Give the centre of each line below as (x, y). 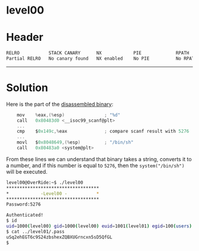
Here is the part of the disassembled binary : (60, 104)
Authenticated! (25, 215)
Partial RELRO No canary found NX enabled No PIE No (94, 58)
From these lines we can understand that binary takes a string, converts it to (99, 159)
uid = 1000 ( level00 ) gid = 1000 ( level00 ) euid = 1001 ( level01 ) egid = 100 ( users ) (99, 226)
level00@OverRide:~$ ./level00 (45, 182)
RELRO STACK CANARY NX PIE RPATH (98, 53)
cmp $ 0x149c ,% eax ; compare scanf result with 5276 (103, 131)
